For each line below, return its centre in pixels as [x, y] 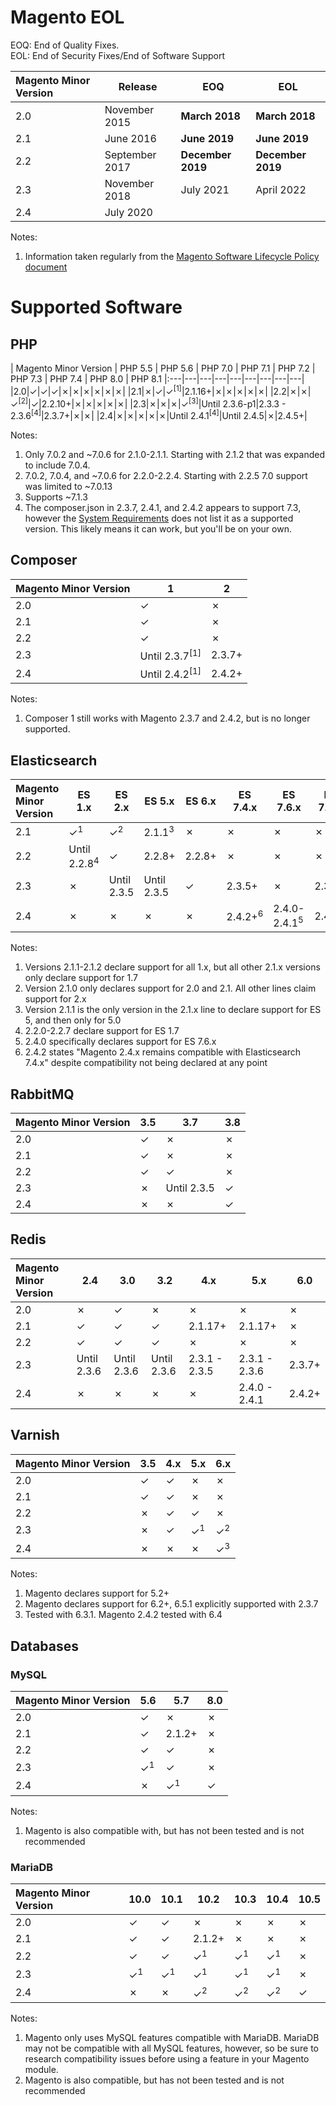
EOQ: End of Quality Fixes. [65, 45]
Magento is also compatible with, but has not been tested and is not [164, 1830]
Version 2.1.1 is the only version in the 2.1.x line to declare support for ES [173, 1010]
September [130, 154]
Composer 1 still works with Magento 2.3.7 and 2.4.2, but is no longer [167, 718]
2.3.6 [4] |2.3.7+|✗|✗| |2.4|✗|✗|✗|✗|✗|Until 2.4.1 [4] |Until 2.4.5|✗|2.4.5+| [159, 414]
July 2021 [205, 189]
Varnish [35, 1435]
